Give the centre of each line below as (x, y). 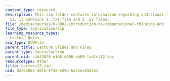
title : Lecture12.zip (28, 66)
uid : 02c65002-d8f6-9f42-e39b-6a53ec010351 (52, 71)
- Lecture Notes (22, 38)
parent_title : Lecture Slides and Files (49, 47)
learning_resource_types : (32, 33)
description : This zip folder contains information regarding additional (85, 15)
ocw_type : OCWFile (25, 43)
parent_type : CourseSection (35, 52)
